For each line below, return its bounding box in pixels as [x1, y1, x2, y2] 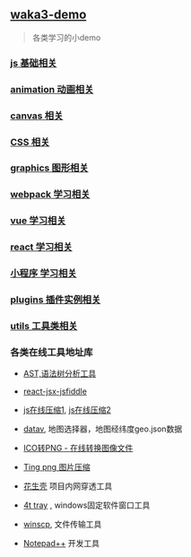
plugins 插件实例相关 [10, 293, 101, 306]
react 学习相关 [10, 241, 73, 254]
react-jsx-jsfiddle [22, 386, 88, 397]
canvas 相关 [10, 109, 64, 122]
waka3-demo [10, 7, 87, 22]
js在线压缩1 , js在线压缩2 [22, 405, 111, 415]
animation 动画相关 [10, 83, 94, 95]
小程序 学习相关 [10, 267, 77, 280]
